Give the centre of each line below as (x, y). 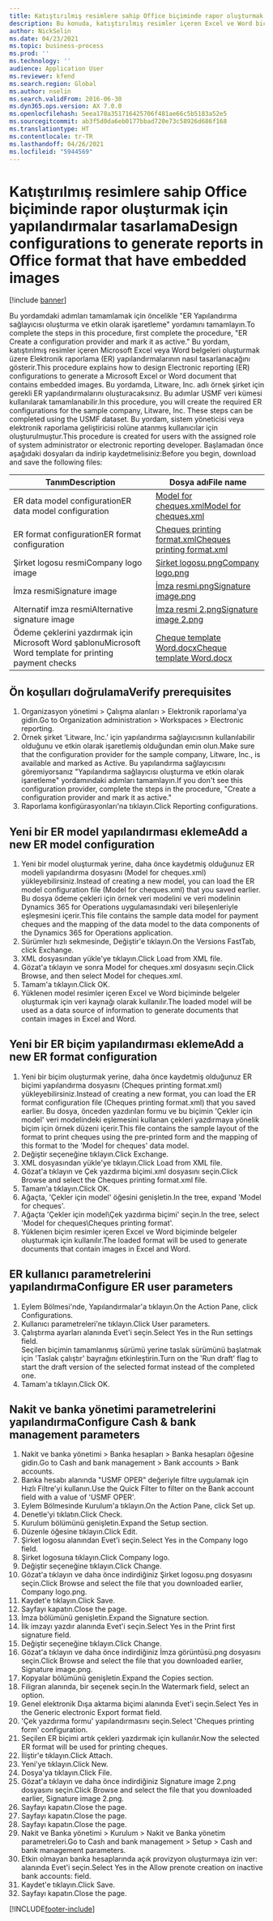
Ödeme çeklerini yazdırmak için (73, 633)
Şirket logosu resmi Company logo (78, 563)
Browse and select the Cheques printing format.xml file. (114, 1179)
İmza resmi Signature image (65, 591)
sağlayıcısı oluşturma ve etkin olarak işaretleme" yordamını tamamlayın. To (132, 324)
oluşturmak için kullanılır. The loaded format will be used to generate (134, 1240)
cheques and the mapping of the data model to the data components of (140, 924)
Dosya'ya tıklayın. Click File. (66, 1773)
